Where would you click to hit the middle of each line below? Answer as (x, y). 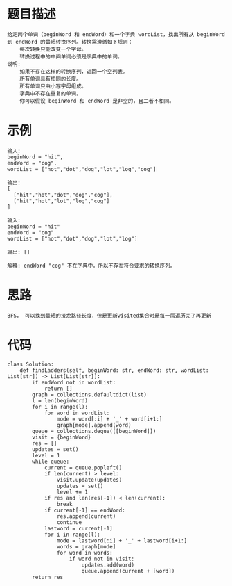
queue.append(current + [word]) (128, 571)
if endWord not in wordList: (74, 382)
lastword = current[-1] (78, 528)
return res (48, 577)
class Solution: (30, 364)
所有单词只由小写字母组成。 (53, 86)
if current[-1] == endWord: (85, 510)
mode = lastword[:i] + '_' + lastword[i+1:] (122, 540)
